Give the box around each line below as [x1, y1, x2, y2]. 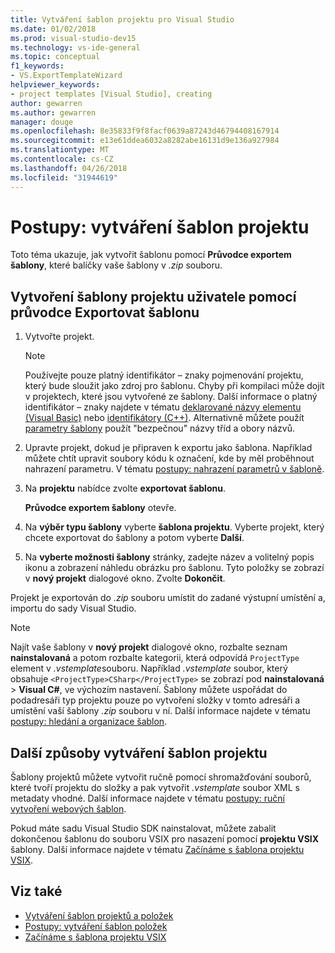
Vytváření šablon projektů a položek [24, 909, 174, 921]
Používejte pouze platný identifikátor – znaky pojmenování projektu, [24, 369, 304, 381]
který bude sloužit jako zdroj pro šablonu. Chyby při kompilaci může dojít [24, 380, 325, 392]
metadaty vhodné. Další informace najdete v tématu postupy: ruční [10, 792, 285, 805]
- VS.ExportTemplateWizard [10, 71, 123, 81]
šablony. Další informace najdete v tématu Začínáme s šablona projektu [10, 844, 305, 856]
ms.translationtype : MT [10, 145, 110, 155]
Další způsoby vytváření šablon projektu [10, 744, 268, 761]
